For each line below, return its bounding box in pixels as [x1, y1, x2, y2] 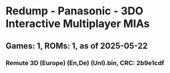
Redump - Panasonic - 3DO [5, 4, 144, 18]
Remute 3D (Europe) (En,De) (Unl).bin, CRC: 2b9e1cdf [5, 59, 165, 67]
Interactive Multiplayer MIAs [5, 17, 150, 31]
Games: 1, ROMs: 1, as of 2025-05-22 [5, 41, 148, 51]
